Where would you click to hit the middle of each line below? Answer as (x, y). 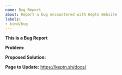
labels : (13, 19)
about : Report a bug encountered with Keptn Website (61, 14)
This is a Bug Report (26, 38)
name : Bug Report (23, 10)
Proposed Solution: (25, 57)
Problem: (15, 47)
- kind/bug (16, 24)
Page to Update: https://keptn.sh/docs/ (46, 67)
